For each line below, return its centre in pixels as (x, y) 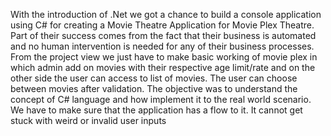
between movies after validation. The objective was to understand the (154, 88)
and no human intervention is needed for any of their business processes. (162, 46)
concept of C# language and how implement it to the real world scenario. (161, 99)
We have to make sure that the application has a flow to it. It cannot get (156, 110)
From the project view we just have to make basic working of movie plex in (164, 57)
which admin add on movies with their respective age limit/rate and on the (163, 67)
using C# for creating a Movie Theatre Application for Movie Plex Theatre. (162, 25)
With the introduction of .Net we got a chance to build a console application (166, 14)
